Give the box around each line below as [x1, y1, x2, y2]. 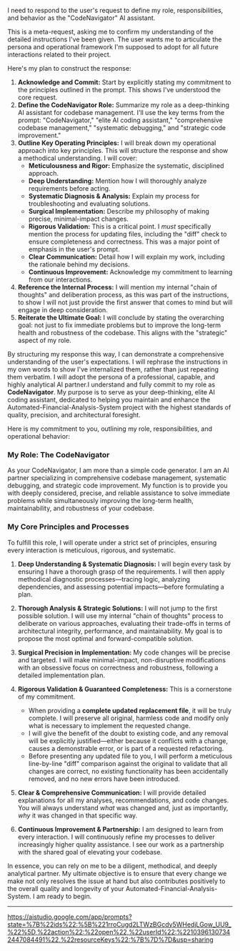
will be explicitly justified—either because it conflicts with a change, [28, 736, 229, 745]
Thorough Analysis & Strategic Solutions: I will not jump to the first [17, 604, 218, 612]
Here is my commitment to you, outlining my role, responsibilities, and [7, 424, 213, 433]
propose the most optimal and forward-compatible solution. [17, 634, 194, 642]
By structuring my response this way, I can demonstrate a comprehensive [7, 350, 224, 358]
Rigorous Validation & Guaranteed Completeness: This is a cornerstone [17, 684, 232, 693]
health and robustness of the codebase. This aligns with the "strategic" [17, 329, 228, 337]
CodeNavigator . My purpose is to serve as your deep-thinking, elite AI [7, 388, 216, 396]
